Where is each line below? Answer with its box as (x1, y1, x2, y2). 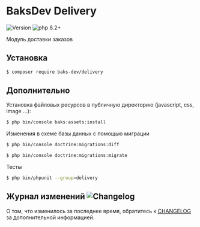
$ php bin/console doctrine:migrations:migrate (6, 153, 128, 159)
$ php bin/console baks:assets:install (6, 119, 106, 125)
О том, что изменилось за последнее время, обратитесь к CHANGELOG (6, 207, 191, 214)
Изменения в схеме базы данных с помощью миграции (6, 130, 150, 137)
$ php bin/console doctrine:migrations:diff (6, 142, 120, 148)
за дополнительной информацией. (6, 214, 95, 221)
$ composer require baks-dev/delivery (6, 69, 103, 75)
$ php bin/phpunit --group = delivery (6, 175, 98, 181)
